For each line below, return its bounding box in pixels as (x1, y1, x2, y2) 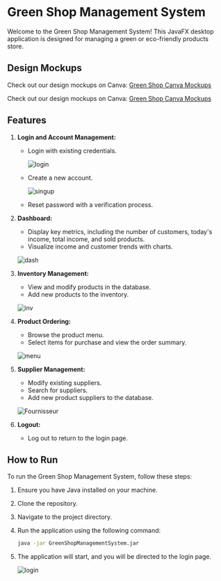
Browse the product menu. (27, 330, 104, 339)
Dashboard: (17, 214, 53, 222)
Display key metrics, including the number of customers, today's (27, 227, 213, 235)
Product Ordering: (17, 317, 72, 325)
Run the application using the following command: (17, 527, 161, 535)
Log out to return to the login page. (27, 433, 129, 442)
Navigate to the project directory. (17, 513, 113, 521)
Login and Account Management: (17, 133, 116, 141)
